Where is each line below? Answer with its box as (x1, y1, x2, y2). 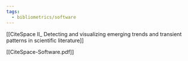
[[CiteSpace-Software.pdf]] (6, 48, 74, 55)
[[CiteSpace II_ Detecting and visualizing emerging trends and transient (6, 30, 182, 37)
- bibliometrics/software (11, 14, 77, 20)
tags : (6, 8, 20, 15)
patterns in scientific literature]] (6, 37, 84, 44)
